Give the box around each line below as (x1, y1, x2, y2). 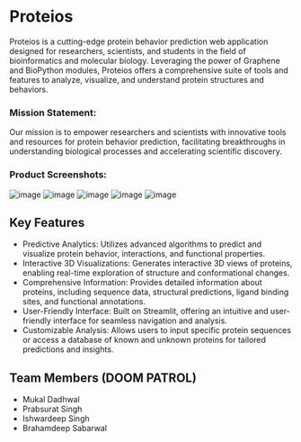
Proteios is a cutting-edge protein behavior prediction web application (9, 36, 269, 47)
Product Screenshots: (9, 168, 108, 181)
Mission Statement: (9, 106, 97, 119)
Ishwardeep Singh (22, 413, 90, 424)
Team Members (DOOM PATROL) (9, 370, 198, 385)
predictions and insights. (22, 344, 114, 355)
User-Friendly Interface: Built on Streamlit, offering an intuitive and (22, 306, 269, 317)
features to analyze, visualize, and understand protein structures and (9, 74, 264, 85)
